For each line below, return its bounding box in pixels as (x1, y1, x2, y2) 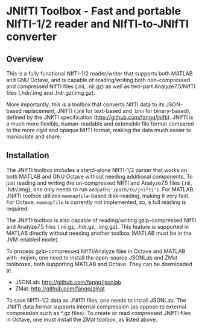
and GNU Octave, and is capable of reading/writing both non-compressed (6, 77, 191, 83)
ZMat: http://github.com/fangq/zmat (14, 285, 105, 292)
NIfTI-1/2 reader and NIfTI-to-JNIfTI (6, 17, 189, 31)
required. (6, 205, 29, 212)
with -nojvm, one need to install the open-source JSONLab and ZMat (6, 254, 178, 261)
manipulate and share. (6, 133, 62, 140)
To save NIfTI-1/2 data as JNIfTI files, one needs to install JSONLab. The (6, 296, 187, 304)
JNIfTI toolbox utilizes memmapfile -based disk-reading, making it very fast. (6, 192, 190, 199)
